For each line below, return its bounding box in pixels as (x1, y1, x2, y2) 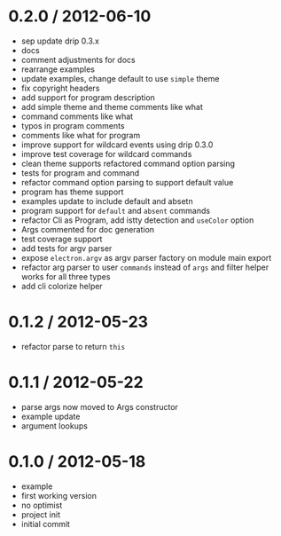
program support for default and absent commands (20, 205, 210, 216)
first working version (20, 490, 97, 501)
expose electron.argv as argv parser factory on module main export (20, 252, 272, 263)
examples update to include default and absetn (20, 195, 193, 206)
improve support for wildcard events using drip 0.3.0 (20, 139, 214, 150)
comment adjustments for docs (20, 54, 136, 65)
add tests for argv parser (20, 242, 113, 254)
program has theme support (20, 186, 124, 197)
